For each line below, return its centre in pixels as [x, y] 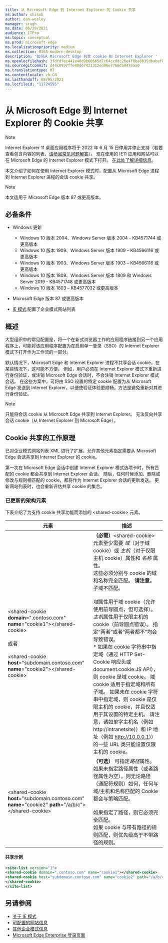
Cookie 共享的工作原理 [40, 438]
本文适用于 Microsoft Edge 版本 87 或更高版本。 [54, 197]
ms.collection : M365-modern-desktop [43, 51]
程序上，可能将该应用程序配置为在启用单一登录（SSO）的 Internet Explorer [82, 346]
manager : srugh [21, 24]
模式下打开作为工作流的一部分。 [38, 352]
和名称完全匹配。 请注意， [124, 580]
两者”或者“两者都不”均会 [129, 632]
